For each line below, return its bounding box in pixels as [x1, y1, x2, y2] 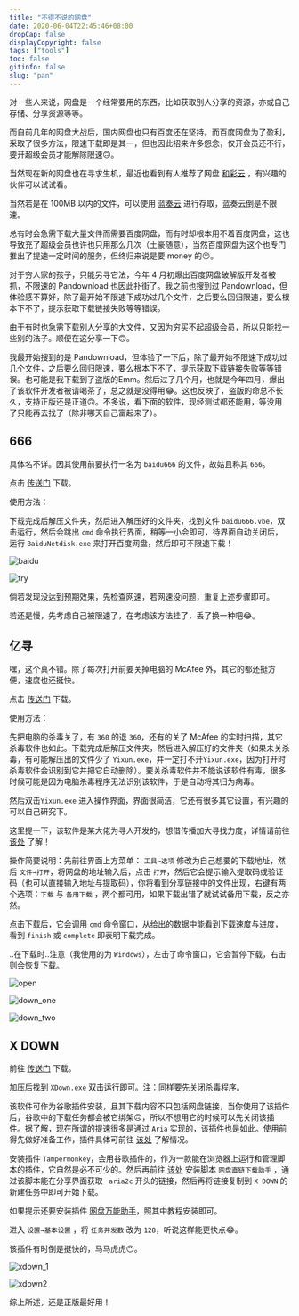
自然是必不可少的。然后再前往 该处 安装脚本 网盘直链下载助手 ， [55, 1165, 282, 1175]
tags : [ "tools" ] [9, 46, 69, 55]
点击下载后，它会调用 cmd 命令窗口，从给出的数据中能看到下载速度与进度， [9, 919, 283, 929]
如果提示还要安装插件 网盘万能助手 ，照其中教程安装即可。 [9, 1206, 222, 1216]
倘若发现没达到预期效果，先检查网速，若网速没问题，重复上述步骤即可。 [9, 591, 274, 601]
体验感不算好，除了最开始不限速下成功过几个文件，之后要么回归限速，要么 [9, 291, 282, 302]
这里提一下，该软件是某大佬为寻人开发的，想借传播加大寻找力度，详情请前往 [9, 825, 290, 836]
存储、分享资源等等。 [9, 108, 87, 119]
